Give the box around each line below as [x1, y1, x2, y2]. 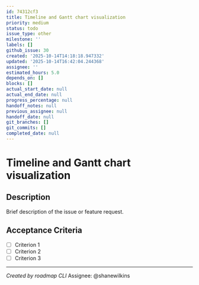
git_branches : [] [6, 120, 49, 126]
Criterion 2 [14, 248, 41, 255]
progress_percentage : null [6, 97, 73, 103]
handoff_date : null [6, 114, 54, 120]
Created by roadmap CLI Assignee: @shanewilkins [6, 272, 130, 279]
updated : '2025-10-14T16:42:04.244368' [6, 58, 105, 64]
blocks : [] [6, 81, 33, 87]
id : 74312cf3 [6, 8, 38, 15]
